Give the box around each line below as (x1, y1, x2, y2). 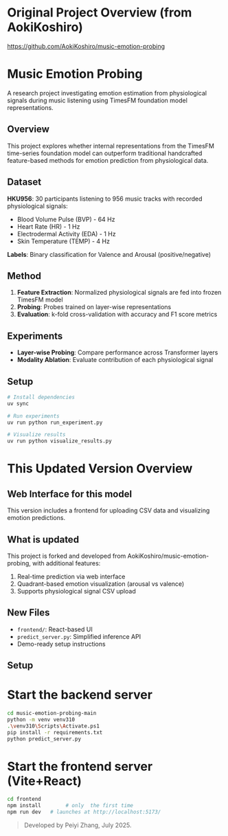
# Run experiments (7, 412, 60, 420)
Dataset (7, 177, 42, 188)
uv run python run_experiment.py (7, 419, 103, 426)
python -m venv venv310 (7, 716, 76, 723)
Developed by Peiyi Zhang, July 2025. (23, 821, 132, 829)
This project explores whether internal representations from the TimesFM (7, 142, 215, 150)
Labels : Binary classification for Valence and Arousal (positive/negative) (7, 250, 212, 258)
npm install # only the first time (7, 802, 134, 809)
